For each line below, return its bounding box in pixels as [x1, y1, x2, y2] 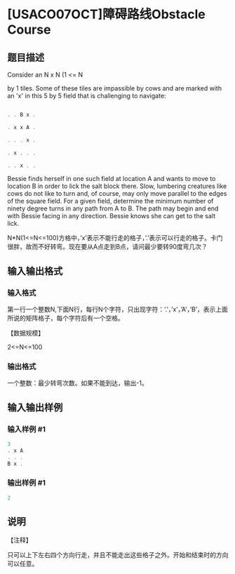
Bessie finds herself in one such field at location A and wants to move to [7, 175, 216, 183]
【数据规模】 [7, 329, 44, 338]
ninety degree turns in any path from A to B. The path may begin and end [7, 204, 219, 213]
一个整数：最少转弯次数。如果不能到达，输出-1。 [7, 379, 149, 387]
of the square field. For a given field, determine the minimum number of [7, 197, 214, 206]
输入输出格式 [7, 265, 63, 277]
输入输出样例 [7, 401, 63, 413]
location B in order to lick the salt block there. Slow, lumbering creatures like [7, 182, 227, 190]
